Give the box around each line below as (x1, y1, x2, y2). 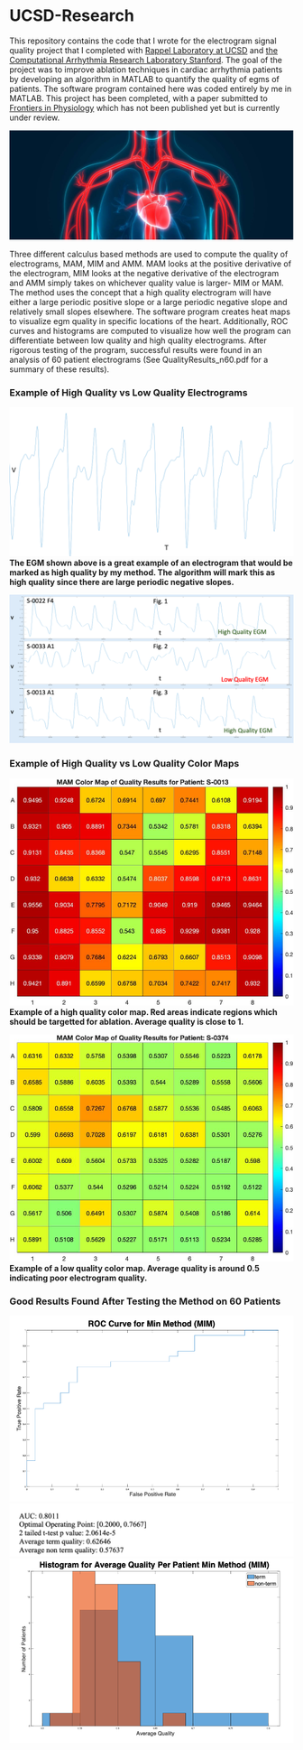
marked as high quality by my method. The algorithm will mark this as (9, 566, 276, 578)
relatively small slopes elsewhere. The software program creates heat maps (9, 306, 291, 317)
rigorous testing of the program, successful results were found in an (9, 344, 263, 355)
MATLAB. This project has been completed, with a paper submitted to (9, 92, 268, 104)
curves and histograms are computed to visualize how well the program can (9, 325, 291, 336)
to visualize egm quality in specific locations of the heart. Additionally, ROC (9, 315, 289, 326)
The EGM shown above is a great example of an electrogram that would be (9, 557, 293, 568)
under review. (9, 112, 60, 123)
